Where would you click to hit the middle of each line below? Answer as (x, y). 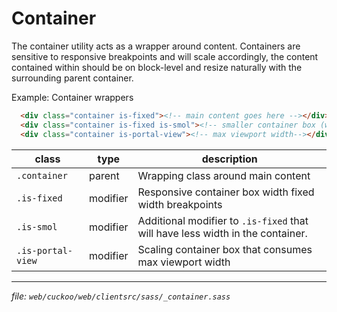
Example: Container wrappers (72, 97)
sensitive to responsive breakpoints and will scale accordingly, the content (165, 56)
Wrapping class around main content (224, 175)
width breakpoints (180, 204)
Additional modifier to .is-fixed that (223, 220)
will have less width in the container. (222, 233)
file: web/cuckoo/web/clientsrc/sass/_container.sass (121, 296)
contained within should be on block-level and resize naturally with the (157, 67)
